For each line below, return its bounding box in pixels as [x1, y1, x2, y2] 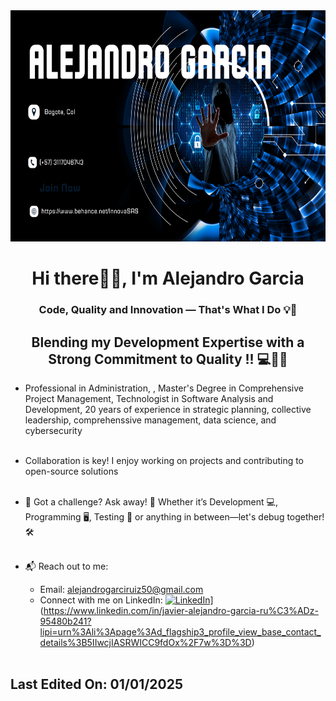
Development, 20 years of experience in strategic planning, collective [24, 403, 312, 415]
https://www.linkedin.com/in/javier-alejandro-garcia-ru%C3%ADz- [43, 604, 319, 616]
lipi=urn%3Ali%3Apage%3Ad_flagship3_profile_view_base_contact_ [39, 625, 322, 638]
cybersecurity [24, 424, 83, 436]
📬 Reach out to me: [24, 560, 109, 572]
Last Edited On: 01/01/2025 [10, 676, 184, 693]
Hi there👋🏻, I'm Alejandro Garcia [31, 267, 305, 290]
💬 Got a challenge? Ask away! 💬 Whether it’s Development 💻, [24, 495, 278, 508]
